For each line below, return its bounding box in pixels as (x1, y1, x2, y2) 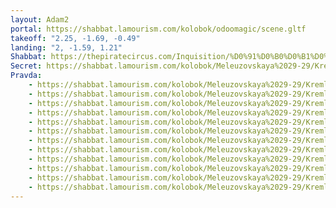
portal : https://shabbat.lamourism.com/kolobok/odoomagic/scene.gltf (10, 24, 307, 34)
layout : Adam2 (10, 14, 70, 25)
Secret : (10, 61, 43, 71)
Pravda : (10, 71, 43, 81)
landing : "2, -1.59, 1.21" (10, 42, 123, 53)
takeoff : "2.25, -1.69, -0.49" (10, 33, 141, 43)
